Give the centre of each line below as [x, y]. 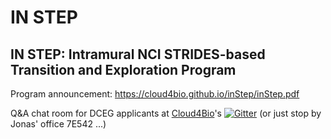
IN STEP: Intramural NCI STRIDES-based [138, 54]
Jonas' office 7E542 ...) [58, 124]
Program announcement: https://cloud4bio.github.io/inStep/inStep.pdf [155, 94]
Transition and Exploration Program [123, 69]
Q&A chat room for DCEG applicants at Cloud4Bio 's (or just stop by [166, 113]
